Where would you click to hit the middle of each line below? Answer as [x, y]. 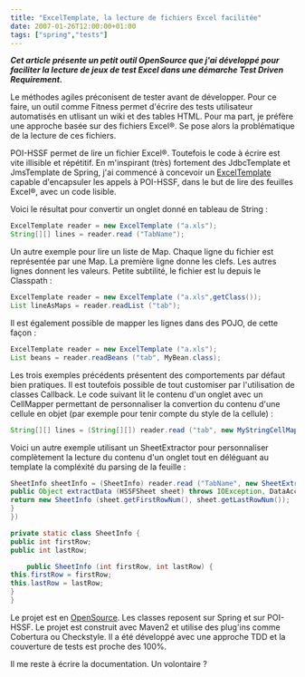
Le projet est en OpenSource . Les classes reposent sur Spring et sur [138, 617]
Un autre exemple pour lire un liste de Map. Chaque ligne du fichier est [142, 252]
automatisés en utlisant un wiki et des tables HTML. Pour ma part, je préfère [152, 116]
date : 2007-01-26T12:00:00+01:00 [73, 26]
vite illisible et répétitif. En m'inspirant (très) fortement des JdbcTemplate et [150, 163]
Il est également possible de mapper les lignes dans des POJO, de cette [144, 323]
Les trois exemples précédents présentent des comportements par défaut [148, 375]
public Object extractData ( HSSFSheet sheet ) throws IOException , [138, 492]
